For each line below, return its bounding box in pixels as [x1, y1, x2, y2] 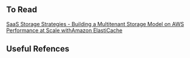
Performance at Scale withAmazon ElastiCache [6, 27, 123, 34]
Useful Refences [6, 44, 70, 54]
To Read [6, 5, 37, 15]
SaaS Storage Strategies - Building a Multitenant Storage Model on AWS [6, 20, 185, 27]
